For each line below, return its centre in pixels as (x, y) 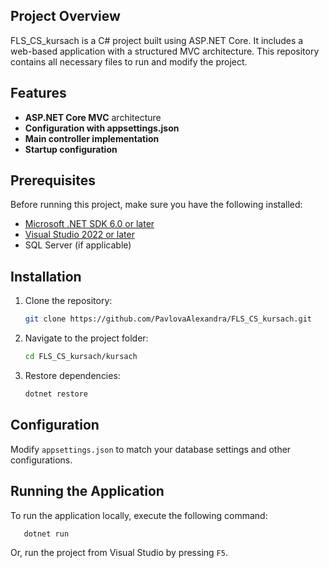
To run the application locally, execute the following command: (139, 515)
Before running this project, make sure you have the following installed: (156, 205)
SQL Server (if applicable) (78, 245)
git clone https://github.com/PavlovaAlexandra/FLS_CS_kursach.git (168, 319)
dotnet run (46, 534)
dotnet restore (56, 394)
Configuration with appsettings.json (102, 128)
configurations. (41, 460)
